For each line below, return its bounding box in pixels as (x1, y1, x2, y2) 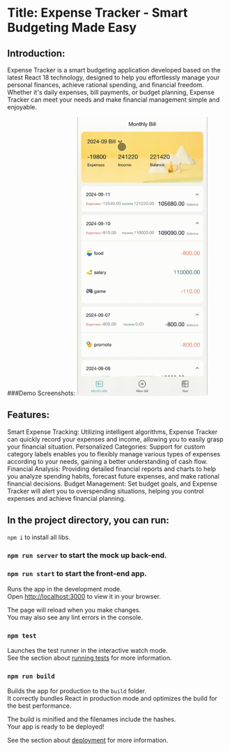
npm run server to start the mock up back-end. (7, 550, 167, 560)
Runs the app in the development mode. (7, 584, 122, 593)
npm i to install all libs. (7, 533, 71, 541)
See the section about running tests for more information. (7, 653, 172, 663)
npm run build (7, 672, 55, 681)
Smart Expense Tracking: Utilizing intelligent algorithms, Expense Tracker (7, 427, 218, 436)
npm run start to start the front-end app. (7, 569, 147, 579)
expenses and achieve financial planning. (7, 494, 126, 502)
